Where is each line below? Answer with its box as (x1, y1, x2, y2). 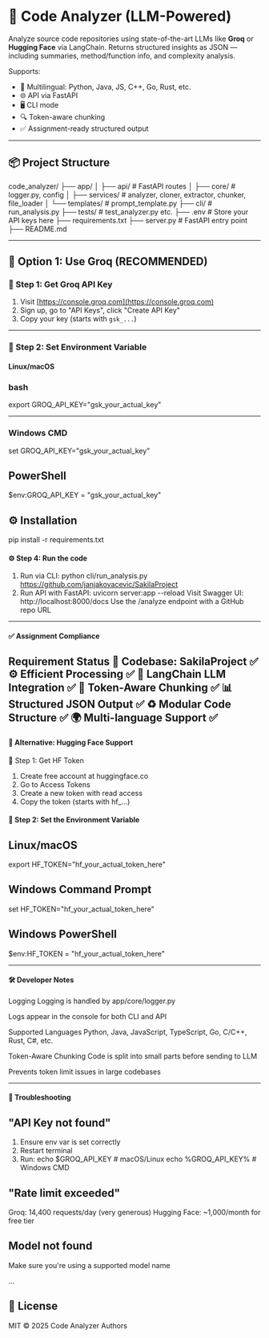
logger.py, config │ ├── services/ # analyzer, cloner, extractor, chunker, (8, 190, 247, 199)
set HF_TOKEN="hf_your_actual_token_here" (8, 904, 155, 914)
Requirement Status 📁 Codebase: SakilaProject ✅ (8, 655, 259, 669)
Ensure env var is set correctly (19, 1137, 121, 1147)
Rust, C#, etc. (8, 1035, 54, 1045)
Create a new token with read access (19, 788, 143, 797)
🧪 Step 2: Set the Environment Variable (8, 815, 140, 825)
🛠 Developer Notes (8, 975, 74, 985)
